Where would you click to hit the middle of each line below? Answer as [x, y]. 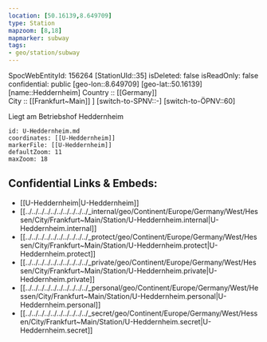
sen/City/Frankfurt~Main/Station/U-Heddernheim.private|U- [118, 270]
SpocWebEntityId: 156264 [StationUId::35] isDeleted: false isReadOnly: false [133, 76]
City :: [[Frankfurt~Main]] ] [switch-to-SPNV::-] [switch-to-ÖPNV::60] [122, 101]
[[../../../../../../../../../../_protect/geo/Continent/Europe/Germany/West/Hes [138, 237]
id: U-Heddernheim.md [44, 131]
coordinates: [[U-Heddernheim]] [62, 138]
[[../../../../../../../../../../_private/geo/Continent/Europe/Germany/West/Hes [138, 262]
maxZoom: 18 [28, 159]
